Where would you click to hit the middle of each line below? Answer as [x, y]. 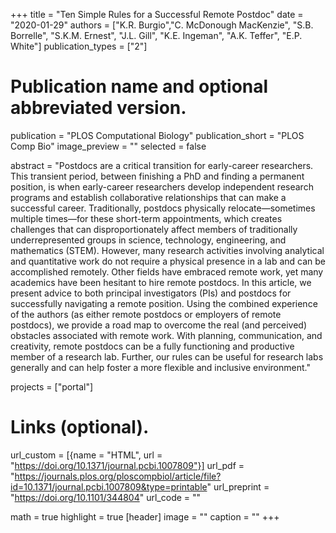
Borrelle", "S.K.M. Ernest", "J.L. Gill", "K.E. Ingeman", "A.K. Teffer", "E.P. [156, 35]
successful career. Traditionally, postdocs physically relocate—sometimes [163, 208]
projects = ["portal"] [52, 386]
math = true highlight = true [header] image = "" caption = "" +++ [145, 516]
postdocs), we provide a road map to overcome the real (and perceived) [159, 325]
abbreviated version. [98, 108]
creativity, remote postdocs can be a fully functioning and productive [152, 346]
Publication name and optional [139, 86]
